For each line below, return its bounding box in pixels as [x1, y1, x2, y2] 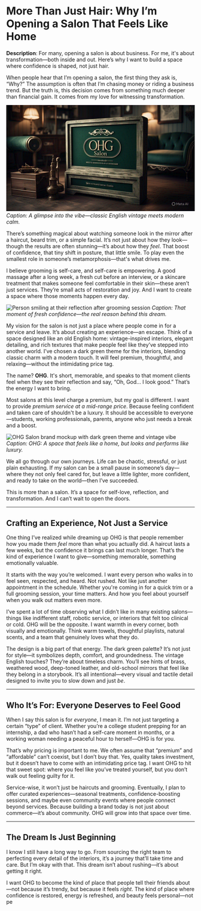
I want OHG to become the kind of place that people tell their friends [6, 879, 175, 886]
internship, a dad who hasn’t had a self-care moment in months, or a [6, 729, 175, 736]
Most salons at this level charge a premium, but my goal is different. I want [6, 396, 190, 404]
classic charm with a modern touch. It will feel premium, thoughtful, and [6, 354, 183, 361]
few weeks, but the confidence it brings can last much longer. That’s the [6, 547, 184, 554]
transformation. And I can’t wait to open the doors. [6, 495, 130, 502]
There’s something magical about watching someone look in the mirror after [6, 230, 193, 237]
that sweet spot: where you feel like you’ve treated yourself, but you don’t [6, 766, 188, 773]
